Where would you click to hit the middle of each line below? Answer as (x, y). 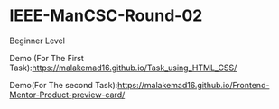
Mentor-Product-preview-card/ (67, 95)
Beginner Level (37, 41)
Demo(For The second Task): (64, 85)
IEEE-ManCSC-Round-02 (106, 16)
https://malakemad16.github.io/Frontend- (193, 85)
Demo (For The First (46, 58)
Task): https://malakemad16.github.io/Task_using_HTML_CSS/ (123, 68)
